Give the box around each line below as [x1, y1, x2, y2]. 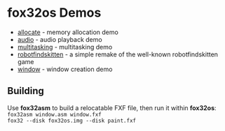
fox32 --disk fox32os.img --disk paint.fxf [7, 117, 137, 124]
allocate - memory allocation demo [17, 28, 119, 36]
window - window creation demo [17, 65, 113, 73]
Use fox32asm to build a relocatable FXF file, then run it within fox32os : [7, 103, 217, 112]
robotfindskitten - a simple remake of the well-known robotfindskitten [17, 50, 219, 59]
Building [7, 85, 44, 97]
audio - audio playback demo [17, 35, 103, 43]
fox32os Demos [7, 5, 102, 21]
